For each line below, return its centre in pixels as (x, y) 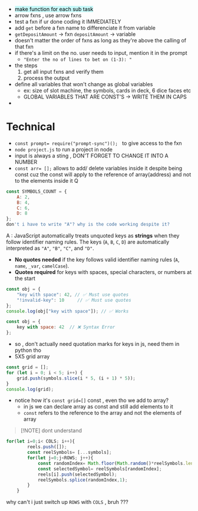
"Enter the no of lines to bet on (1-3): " (78, 60)
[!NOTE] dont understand (51, 431)
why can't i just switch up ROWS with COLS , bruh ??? (67, 502)
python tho (28, 350)
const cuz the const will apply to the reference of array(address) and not (103, 174)
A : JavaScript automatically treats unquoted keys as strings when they (93, 236)
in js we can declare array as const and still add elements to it (98, 407)
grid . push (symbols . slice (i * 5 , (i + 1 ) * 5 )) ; (76, 378)
